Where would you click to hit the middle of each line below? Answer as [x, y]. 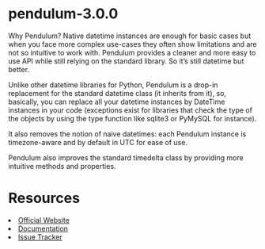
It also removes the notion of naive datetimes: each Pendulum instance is [127, 134]
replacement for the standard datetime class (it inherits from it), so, [117, 93]
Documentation [44, 228]
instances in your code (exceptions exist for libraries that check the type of [131, 110]
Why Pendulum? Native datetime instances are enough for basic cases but [130, 36]
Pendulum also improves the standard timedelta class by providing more [126, 157]
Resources [44, 198]
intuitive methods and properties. [62, 166]
